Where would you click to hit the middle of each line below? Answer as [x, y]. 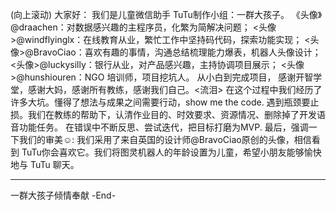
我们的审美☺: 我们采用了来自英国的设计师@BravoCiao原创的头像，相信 [165, 139]
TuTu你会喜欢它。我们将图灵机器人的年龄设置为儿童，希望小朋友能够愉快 [171, 152]
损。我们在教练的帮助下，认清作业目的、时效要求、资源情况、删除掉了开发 [163, 114]
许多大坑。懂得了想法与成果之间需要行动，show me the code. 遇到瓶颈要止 [165, 102]
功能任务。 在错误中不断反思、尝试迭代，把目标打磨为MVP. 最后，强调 [163, 127]
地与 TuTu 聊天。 [45, 164]
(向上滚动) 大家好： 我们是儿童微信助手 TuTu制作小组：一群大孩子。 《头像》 [166, 14]
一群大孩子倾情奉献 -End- [63, 195]
